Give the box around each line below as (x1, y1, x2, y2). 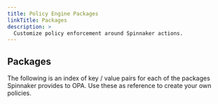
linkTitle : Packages (7, 17, 68, 24)
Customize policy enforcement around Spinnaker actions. (13, 29, 184, 37)
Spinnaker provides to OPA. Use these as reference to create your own (7, 82, 212, 90)
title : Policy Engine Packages (7, 10, 99, 17)
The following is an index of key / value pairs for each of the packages (7, 74, 210, 82)
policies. (7, 89, 32, 98)
